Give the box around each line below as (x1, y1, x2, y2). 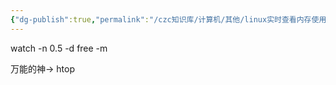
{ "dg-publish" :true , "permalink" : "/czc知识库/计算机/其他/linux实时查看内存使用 (10, 14, 327, 25)
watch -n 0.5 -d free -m (10, 42, 108, 54)
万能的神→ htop (10, 62, 75, 75)
